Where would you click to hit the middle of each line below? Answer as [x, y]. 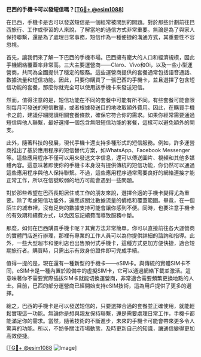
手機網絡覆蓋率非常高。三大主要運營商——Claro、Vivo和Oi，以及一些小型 [97, 65]
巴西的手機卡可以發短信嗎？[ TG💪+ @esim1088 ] [65, 9]
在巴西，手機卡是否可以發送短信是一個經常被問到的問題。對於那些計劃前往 [98, 22]
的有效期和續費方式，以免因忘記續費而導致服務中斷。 [72, 215]
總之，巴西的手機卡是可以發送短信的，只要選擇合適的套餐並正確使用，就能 [98, 306]
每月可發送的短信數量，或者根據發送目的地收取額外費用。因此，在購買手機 [103, 108]
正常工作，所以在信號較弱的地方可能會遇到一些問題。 [72, 180]
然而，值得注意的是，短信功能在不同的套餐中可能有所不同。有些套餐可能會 [98, 100]
